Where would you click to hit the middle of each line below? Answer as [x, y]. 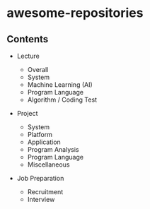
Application [44, 142]
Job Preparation [40, 178]
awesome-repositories [75, 13]
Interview [41, 199]
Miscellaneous [48, 165]
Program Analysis [53, 149]
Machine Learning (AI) [60, 85]
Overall [38, 70]
